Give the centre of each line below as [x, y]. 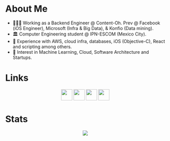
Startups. [22, 57]
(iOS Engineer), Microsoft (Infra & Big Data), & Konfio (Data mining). [83, 28]
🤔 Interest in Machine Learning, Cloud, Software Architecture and [81, 52]
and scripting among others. [42, 47]
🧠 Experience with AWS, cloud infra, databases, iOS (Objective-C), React [89, 41]
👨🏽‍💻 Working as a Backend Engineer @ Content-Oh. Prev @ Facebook [86, 23]
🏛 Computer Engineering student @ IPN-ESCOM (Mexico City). [79, 34]
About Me [26, 9]
